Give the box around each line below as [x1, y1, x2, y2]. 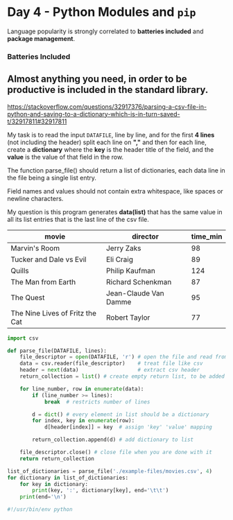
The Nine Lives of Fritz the [10, 308, 97, 318]
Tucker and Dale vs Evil [10, 254, 87, 264]
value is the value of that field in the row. [7, 153, 123, 161]
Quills [10, 266, 29, 275]
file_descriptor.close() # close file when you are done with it [19, 449, 213, 456]
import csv [7, 334, 39, 342]
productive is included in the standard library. [7, 84, 209, 96]
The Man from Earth [10, 277, 76, 286]
